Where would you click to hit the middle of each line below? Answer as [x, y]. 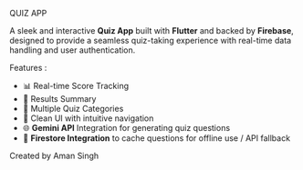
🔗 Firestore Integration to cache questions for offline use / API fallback [156, 138]
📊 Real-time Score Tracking [76, 86]
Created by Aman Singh [54, 155]
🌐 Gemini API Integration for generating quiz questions [126, 128]
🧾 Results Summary [59, 99]
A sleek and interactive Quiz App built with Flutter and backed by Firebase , [151, 30]
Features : [28, 68]
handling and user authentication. [73, 50]
